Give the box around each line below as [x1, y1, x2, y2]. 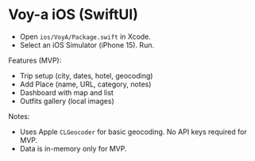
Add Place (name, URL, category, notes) [19, 79, 152, 89]
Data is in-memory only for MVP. [19, 144, 127, 153]
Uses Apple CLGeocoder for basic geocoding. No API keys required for [19, 127, 248, 136]
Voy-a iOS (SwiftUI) [8, 6, 139, 24]
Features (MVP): [8, 56, 62, 65]
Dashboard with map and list [19, 87, 114, 97]
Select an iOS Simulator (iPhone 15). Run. [19, 40, 155, 49]
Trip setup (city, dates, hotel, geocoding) [19, 71, 153, 80]
